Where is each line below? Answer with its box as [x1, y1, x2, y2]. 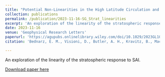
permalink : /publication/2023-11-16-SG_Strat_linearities [5, 16, 126, 21]
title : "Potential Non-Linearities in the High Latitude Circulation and [5, 7, 160, 12]
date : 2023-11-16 [5, 26, 41, 30]
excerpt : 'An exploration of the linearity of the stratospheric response [5, 21, 162, 26]
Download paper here [5, 66, 49, 72]
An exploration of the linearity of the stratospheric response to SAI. [5, 57, 141, 63]
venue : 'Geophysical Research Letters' [5, 30, 87, 35]
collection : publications [5, 12, 58, 17]
